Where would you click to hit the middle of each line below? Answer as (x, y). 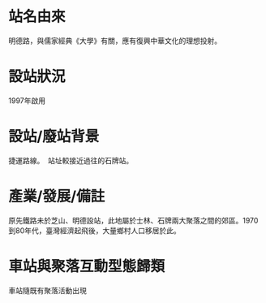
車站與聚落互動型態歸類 (87, 266)
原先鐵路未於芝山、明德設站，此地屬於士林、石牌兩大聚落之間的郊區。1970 (133, 220)
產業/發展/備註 (57, 197)
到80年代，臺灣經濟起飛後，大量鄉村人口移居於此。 (94, 230)
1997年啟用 (27, 100)
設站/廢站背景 (54, 137)
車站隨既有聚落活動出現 (47, 290)
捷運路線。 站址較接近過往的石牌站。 (71, 160)
